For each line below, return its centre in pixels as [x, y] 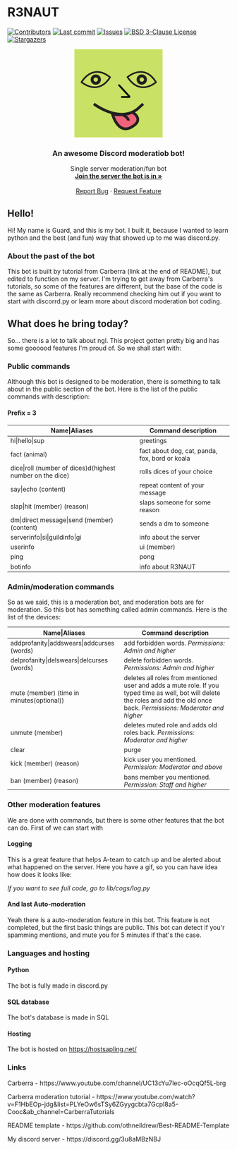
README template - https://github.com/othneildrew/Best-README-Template [119, 1125]
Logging [20, 844]
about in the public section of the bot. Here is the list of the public [103, 389]
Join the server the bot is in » [119, 176]
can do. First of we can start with [55, 828]
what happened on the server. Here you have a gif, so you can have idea [113, 867]
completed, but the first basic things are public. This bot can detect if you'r [116, 927]
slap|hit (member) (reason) [50, 506]
